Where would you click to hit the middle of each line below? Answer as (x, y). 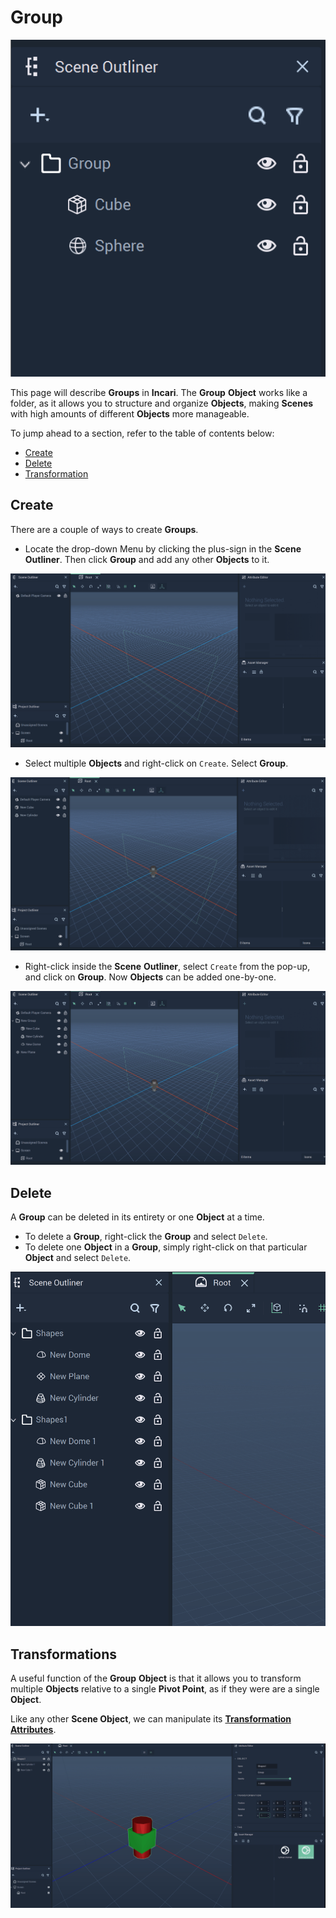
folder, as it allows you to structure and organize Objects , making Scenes (162, 403)
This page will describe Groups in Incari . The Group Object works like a (159, 392)
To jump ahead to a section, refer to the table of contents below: (142, 433)
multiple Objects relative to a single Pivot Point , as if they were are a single (165, 1688)
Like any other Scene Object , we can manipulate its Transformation (151, 1718)
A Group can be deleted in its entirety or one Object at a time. (137, 1217)
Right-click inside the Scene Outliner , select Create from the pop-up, (167, 967)
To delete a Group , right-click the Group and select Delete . (146, 1236)
